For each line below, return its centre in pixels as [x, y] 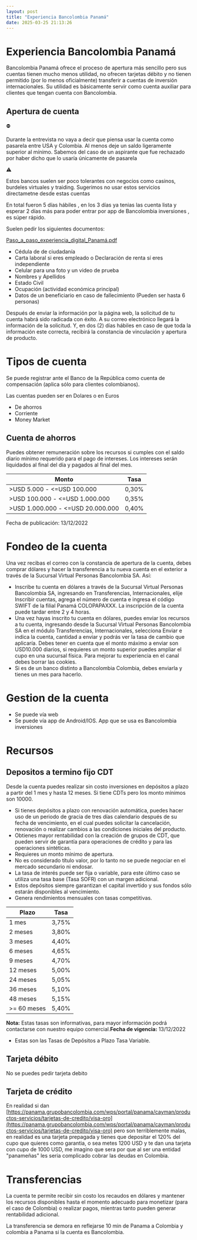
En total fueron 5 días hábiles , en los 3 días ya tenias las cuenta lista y [91, 205]
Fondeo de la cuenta [57, 547]
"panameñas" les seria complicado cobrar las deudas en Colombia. [88, 1156]
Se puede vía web [36, 714]
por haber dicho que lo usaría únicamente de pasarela [71, 158]
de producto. [22, 338]
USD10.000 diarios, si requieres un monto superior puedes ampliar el [98, 649]
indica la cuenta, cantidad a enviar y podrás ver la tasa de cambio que [100, 636]
